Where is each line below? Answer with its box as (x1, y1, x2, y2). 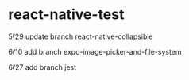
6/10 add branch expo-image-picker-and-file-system (8, 47, 182, 56)
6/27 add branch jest (8, 62, 77, 72)
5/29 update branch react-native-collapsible (8, 32, 153, 41)
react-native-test (8, 6, 125, 24)
